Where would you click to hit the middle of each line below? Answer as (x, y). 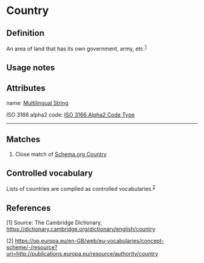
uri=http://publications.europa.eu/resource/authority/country (82, 253)
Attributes (26, 88)
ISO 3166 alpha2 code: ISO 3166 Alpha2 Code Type (70, 114)
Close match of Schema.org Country (61, 154)
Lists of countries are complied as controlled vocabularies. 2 (81, 188)
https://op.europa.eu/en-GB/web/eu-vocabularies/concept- (90, 241)
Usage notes (31, 68)
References (29, 208)
